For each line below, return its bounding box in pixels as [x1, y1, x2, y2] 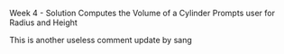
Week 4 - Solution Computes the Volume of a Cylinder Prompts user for [9, 8, 275, 18]
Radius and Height [9, 17, 78, 28]
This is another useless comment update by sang [9, 35, 192, 45]
